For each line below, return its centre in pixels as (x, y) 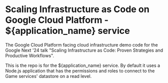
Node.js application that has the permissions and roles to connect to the (80, 71)
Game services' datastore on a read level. (48, 76)
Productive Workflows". (30, 55)
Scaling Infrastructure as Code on (77, 9)
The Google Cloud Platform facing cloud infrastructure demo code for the (81, 45)
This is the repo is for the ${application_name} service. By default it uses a (83, 65)
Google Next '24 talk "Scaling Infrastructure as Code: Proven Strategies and (84, 50)
